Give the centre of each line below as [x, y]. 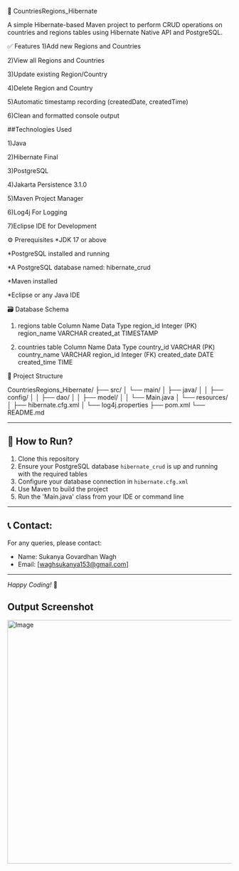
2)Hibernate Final [33, 157]
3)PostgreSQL [28, 171]
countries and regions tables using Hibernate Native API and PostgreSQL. [115, 32]
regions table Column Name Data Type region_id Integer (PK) [107, 325]
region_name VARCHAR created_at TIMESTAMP [88, 333]
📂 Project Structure [35, 376]
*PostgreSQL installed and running [59, 254]
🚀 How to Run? [40, 442]
